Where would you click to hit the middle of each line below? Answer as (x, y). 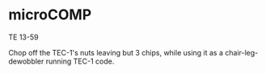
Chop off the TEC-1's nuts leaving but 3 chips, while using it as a (116, 52)
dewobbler (26, 61)
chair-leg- (242, 52)
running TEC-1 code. (80, 61)
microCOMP (50, 15)
